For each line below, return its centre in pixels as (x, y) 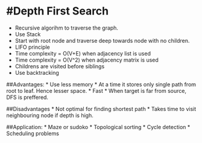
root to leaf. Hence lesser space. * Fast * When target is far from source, (96, 91)
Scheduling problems (33, 133)
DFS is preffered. (27, 97)
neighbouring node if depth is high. (50, 115)
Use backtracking (37, 72)
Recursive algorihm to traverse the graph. (67, 28)
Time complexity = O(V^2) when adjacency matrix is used (87, 60)
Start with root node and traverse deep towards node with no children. (102, 40)
